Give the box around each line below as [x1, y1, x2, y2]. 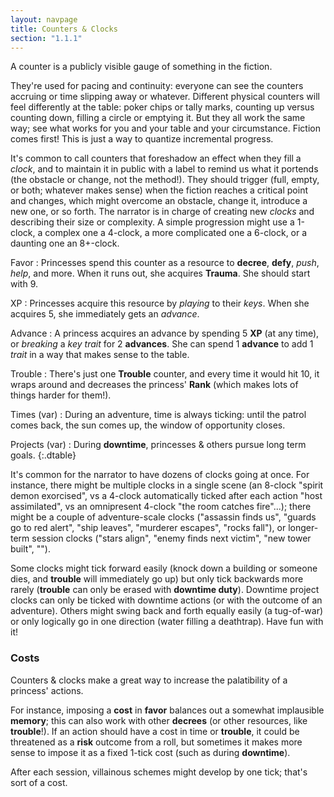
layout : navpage [10, 14, 78, 25]
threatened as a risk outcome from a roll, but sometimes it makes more [10, 736, 303, 748]
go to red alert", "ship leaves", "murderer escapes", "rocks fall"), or [10, 522, 287, 534]
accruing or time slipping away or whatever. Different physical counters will [10, 91, 320, 103]
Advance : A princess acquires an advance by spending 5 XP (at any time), [10, 327, 320, 340]
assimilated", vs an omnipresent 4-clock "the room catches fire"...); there [10, 501, 312, 513]
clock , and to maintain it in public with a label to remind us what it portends [10, 163, 319, 175]
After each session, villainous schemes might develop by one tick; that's [10, 766, 308, 778]
